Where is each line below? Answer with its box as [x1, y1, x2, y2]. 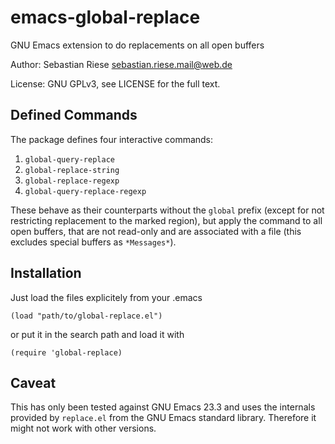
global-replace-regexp [24, 176, 120, 186]
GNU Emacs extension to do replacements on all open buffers [10, 39, 265, 51]
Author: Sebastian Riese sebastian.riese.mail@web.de [10, 58, 233, 70]
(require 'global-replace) [10, 347, 123, 358]
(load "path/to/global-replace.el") [10, 311, 163, 321]
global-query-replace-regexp [24, 186, 147, 196]
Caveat [10, 374, 57, 391]
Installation [10, 265, 82, 282]
